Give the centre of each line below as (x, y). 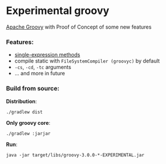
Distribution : (22, 101)
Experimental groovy (58, 11)
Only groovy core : (28, 123)
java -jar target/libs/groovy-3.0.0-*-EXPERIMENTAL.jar (75, 155)
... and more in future (40, 74)
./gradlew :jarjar (28, 133)
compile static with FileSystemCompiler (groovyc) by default (87, 61)
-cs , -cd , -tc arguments (43, 67)
